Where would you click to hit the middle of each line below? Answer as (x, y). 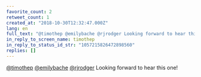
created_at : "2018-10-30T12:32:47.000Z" (57, 23)
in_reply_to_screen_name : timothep (51, 39)
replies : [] (21, 51)
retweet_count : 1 (28, 17)
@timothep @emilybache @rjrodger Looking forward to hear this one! (92, 67)
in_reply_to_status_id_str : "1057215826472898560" (71, 45)
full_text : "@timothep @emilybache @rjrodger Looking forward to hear (96, 34)
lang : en (17, 28)
